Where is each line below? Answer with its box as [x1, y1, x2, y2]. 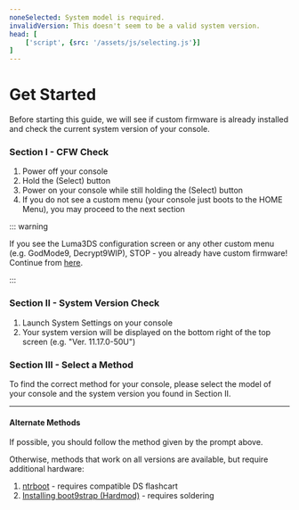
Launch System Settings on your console [21, 317, 174, 328]
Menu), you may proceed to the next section [21, 204, 185, 215]
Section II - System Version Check [9, 297, 160, 309]
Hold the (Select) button [21, 176, 111, 186]
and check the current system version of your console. [9, 124, 211, 135]
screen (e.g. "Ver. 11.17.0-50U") [21, 336, 136, 347]
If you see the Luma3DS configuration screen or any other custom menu [9, 238, 275, 250]
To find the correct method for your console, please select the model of [9, 378, 271, 389]
